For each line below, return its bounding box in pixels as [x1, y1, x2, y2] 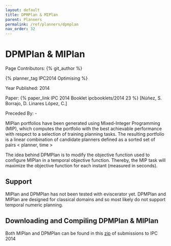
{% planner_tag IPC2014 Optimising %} [5, 75, 88, 82]
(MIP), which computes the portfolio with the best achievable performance [5, 126, 162, 132]
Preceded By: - [5, 110, 37, 116]
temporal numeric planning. [5, 202, 63, 208]
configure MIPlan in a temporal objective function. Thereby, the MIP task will [5, 157, 166, 163]
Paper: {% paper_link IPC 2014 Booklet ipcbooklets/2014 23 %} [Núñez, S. [5, 95, 162, 101]
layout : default [5, 7, 40, 13]
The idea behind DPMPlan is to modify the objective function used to [5, 152, 150, 158]
